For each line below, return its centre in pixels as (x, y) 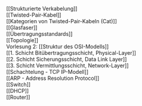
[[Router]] (18, 97)
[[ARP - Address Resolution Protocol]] (53, 78)
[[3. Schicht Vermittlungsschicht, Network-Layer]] (68, 66)
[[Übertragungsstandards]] (39, 34)
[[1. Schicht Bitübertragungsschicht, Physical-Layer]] (71, 53)
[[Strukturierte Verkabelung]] (42, 9)
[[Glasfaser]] (22, 27)
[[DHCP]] (18, 91)
